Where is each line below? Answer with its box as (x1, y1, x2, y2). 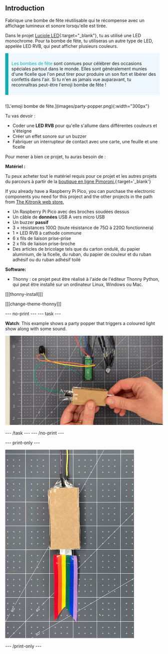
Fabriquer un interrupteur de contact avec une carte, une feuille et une (12, 138, 158, 145)
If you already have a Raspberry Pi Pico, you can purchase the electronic (5, 188, 155, 194)
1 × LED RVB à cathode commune (12, 230, 81, 236)
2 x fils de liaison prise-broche (12, 241, 75, 247)
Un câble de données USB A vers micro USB (12, 213, 105, 220)
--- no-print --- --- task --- (5, 310, 61, 316)
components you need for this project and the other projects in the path (5, 193, 152, 199)
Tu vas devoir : (5, 113, 36, 119)
